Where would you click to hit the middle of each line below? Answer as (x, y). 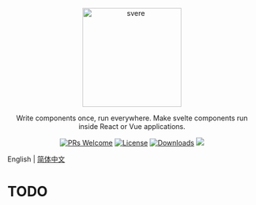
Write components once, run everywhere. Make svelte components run (132, 118)
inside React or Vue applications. (132, 126)
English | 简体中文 (36, 159)
